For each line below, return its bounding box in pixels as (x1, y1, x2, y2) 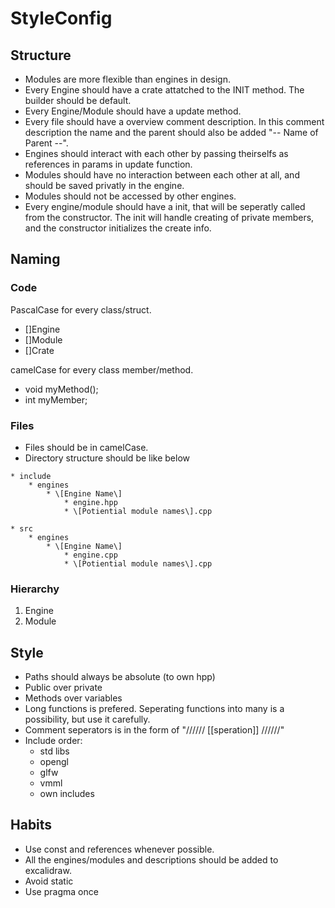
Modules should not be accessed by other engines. (24, 190, 237, 202)
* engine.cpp (63, 550, 118, 560)
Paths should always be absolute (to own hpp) (24, 671, 216, 683)
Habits (10, 817, 53, 834)
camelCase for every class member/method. (10, 363, 194, 376)
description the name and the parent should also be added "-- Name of (24, 127, 319, 138)
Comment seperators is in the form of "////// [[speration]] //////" (24, 724, 285, 736)
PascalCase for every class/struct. (10, 303, 152, 316)
